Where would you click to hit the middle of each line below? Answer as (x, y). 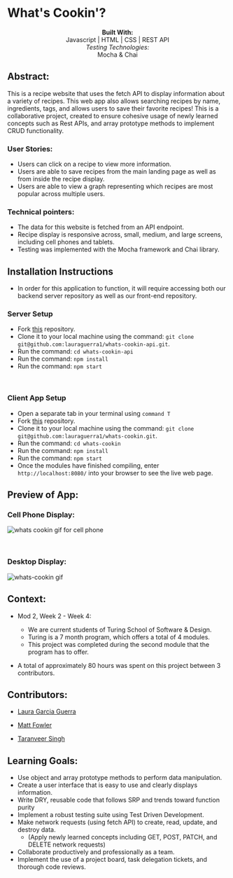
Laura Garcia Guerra (47, 711)
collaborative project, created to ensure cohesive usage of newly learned (113, 116)
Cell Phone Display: (41, 515)
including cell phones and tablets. (66, 242)
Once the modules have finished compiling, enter (88, 465)
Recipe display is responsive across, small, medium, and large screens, (120, 235)
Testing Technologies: (118, 47)
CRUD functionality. (36, 130)
